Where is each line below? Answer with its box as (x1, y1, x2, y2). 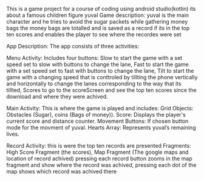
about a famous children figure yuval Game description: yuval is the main (6, 12, 189, 19)
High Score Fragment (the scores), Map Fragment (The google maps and (6, 148, 189, 156)
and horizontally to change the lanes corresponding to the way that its (6, 80, 182, 87)
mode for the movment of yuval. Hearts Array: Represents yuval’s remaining (6, 124, 196, 131)
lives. (6, 130, 19, 137)
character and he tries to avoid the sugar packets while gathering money (6, 18, 188, 25)
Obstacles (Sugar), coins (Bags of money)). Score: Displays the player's (6, 111, 186, 118)
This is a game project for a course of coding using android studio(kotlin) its (6, 5, 196, 12)
